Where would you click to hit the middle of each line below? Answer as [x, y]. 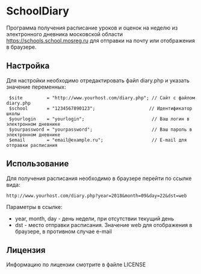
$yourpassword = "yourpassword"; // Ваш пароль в [100, 129]
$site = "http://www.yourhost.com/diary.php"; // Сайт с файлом [102, 98]
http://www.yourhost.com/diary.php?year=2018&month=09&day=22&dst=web [97, 196]
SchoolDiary [38, 11]
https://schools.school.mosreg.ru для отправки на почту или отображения [101, 40]
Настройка [28, 66]
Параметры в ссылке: [35, 207]
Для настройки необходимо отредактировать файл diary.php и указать [98, 80]
